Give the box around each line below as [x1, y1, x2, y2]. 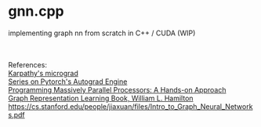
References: [8, 60, 47, 69]
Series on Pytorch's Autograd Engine [8, 77, 128, 86]
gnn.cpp [8, 2, 64, 20]
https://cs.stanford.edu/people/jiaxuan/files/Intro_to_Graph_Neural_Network [8, 101, 253, 111]
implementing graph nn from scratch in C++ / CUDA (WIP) [8, 28, 196, 38]
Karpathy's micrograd [8, 68, 78, 78]
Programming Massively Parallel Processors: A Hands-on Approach [8, 85, 227, 94]
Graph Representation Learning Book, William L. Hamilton [8, 93, 194, 103]
